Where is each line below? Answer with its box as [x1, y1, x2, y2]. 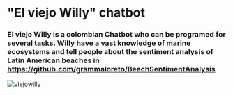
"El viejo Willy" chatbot [7, 5, 145, 21]
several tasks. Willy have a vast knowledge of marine [7, 38, 191, 48]
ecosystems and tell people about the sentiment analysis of [7, 47, 214, 57]
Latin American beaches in [7, 55, 100, 65]
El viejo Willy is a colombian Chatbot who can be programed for [7, 30, 226, 40]
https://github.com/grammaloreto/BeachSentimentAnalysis [7, 64, 216, 74]
